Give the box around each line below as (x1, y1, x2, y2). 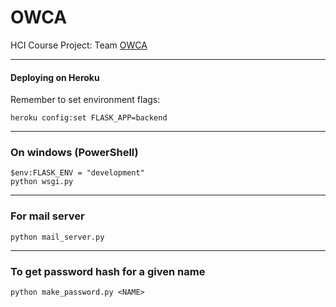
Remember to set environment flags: (10, 94, 161, 106)
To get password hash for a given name (10, 264, 206, 278)
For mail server (10, 209, 85, 223)
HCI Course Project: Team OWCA (10, 39, 148, 51)
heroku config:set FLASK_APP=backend (10, 113, 168, 123)
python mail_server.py (10, 232, 105, 242)
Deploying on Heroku (10, 71, 100, 83)
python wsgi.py (10, 177, 74, 187)
